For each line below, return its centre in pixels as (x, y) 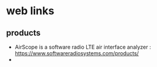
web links (30, 11)
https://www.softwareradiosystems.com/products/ (77, 53)
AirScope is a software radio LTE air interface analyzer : (83, 47)
